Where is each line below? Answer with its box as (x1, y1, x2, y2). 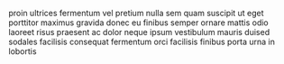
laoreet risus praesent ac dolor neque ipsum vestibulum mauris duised (8, 27, 270, 37)
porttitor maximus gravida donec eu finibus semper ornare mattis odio (8, 17, 270, 28)
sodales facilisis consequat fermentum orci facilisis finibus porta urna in (8, 36, 276, 47)
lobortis (8, 46, 37, 57)
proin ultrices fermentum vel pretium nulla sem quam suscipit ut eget (8, 8, 264, 18)
